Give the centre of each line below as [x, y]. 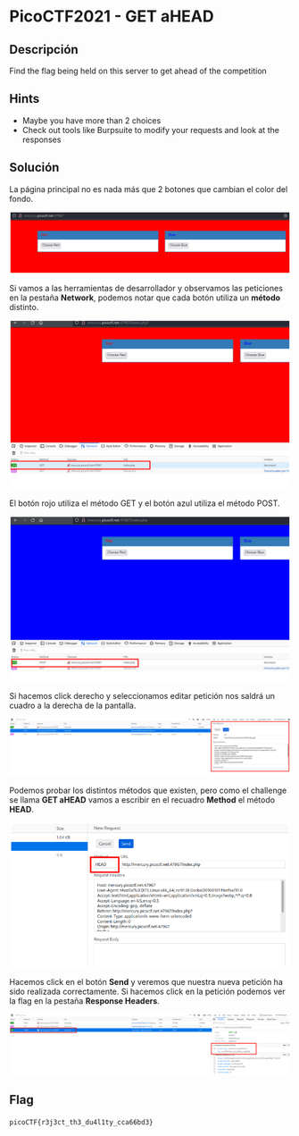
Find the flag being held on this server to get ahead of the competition [138, 71]
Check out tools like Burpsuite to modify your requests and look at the [150, 130]
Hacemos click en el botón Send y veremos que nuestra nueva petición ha [146, 982]
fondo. [21, 198]
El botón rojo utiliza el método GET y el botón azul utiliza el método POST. [145, 503]
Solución [34, 168]
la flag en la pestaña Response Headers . [85, 1001]
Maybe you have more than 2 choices [91, 120]
